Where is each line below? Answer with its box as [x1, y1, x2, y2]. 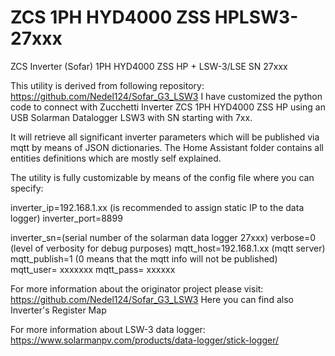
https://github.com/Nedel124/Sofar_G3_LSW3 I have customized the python [10, 90, 323, 102]
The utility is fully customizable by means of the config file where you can [10, 171, 315, 183]
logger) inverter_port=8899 [10, 212, 123, 224]
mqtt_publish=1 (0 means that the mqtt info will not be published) [10, 252, 278, 265]
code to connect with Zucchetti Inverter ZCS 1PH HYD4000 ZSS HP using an [10, 101, 326, 113]
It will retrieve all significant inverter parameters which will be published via [10, 131, 320, 143]
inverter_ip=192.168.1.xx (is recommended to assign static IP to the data [10, 201, 305, 213]
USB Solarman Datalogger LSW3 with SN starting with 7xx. [10, 111, 253, 123]
